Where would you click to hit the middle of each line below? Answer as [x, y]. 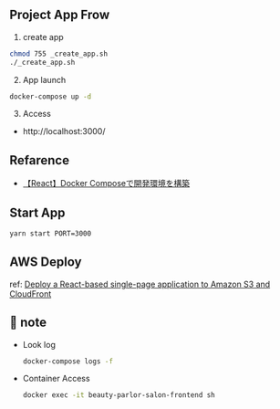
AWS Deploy [46, 262]
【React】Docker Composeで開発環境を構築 [106, 184]
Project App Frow [60, 15]
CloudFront [31, 294]
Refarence [40, 160]
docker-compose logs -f [68, 361]
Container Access [56, 379]
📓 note [28, 323]
